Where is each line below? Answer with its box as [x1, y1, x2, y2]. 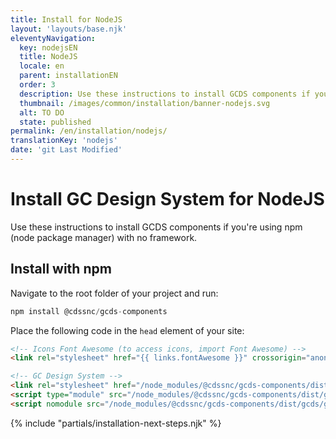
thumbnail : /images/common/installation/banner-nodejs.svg [19, 98, 271, 108]
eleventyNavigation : [10, 33, 97, 43]
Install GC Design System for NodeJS [10, 188, 325, 211]
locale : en [19, 61, 65, 71]
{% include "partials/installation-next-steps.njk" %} [10, 417, 222, 429]
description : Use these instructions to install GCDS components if [19, 89, 311, 99]
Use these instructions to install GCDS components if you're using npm [10, 221, 303, 233]
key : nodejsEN [19, 42, 78, 53]
